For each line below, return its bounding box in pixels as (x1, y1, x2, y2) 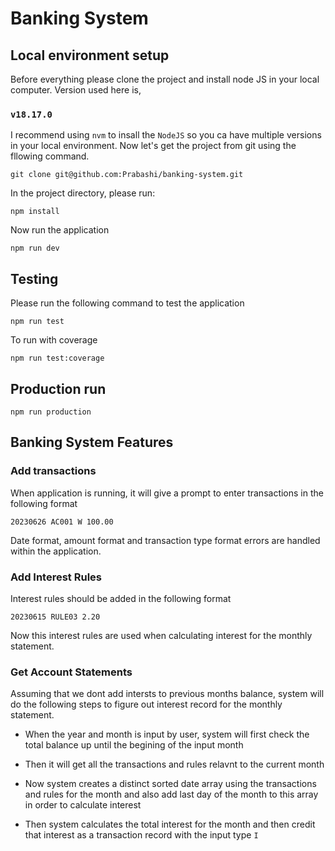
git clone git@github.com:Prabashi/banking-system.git (10, 170, 244, 180)
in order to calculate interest (24, 799, 142, 811)
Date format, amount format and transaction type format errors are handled (10, 534, 321, 546)
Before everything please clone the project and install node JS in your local (10, 73, 320, 85)
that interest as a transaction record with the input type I (24, 829, 259, 841)
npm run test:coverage (10, 353, 105, 364)
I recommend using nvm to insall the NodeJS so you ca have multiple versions (10, 129, 322, 141)
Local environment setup (10, 47, 170, 64)
